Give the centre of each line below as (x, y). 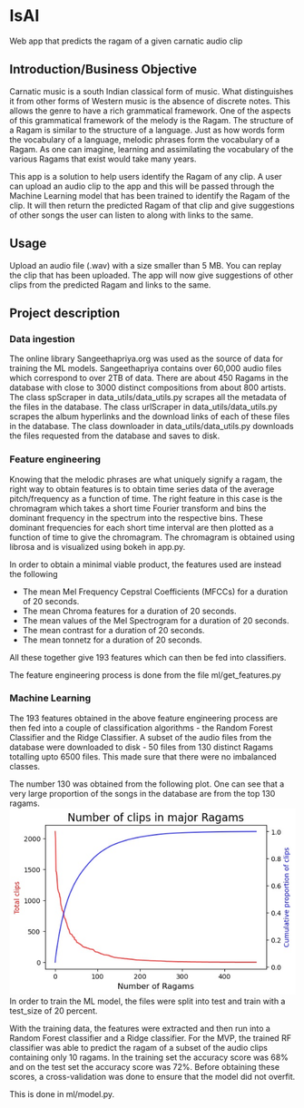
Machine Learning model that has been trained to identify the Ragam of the (150, 195)
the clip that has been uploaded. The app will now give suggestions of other (151, 275)
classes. (25, 766)
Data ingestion (42, 338)
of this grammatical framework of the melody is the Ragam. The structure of (152, 120)
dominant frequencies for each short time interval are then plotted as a (142, 527)
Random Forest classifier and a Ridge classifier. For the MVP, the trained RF (151, 1038)
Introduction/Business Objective (103, 69)
